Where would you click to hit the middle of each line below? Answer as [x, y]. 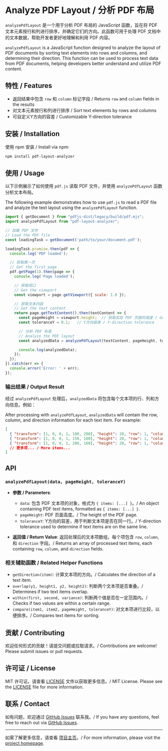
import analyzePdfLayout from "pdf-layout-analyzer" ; [62, 221]
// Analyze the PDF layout [46, 336]
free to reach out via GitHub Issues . [42, 722]
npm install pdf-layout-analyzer [40, 156]
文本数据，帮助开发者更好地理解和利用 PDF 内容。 [61, 37]
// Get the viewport [35, 290]
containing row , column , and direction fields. [58, 548]
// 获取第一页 [22, 262]
